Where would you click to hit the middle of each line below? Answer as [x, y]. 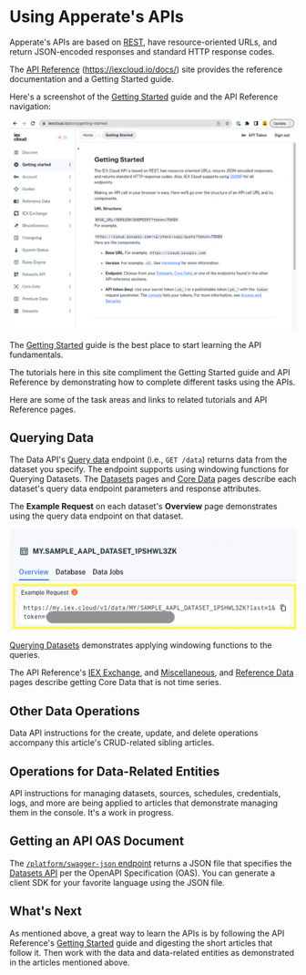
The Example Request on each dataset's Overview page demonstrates [143, 507]
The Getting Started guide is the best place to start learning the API [136, 344]
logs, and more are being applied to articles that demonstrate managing [144, 803]
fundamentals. [36, 354]
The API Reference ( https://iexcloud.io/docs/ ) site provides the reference [146, 69]
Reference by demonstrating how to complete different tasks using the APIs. [153, 382]
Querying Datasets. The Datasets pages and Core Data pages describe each [153, 479]
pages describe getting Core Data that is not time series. [115, 682]
